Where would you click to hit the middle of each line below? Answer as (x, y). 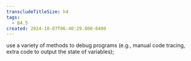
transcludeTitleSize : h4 (37, 12)
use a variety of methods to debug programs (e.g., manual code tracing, (96, 45)
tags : (13, 17)
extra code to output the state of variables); (60, 52)
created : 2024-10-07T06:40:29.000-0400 (56, 28)
